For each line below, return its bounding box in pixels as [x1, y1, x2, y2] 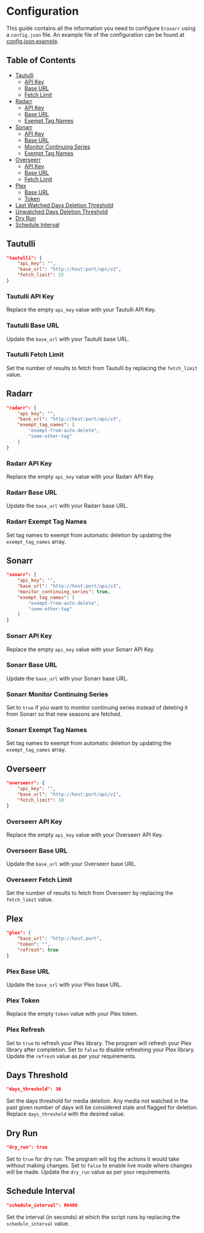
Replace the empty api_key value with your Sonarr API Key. [6, 645, 155, 653]
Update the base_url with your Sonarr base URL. [6, 675, 128, 682]
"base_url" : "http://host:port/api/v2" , [17, 266, 122, 273]
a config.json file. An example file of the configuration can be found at [6, 31, 185, 38]
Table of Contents [6, 55, 76, 65]
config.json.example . [6, 37, 59, 45]
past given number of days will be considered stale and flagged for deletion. [6, 1104, 199, 1111]
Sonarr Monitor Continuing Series [6, 690, 109, 698]
